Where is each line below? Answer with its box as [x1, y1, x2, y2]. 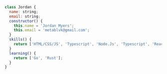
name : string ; [9, 9, 38, 14]
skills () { [9, 37, 32, 42]
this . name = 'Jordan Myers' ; [13, 23, 74, 28]
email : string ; [9, 14, 41, 19]
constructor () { [9, 18, 43, 23]
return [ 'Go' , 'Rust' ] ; [13, 55, 63, 61]
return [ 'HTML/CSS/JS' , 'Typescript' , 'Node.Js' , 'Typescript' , [13, 42, 150, 47]
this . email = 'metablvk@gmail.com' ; [13, 28, 90, 33]
